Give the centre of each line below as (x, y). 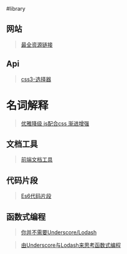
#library (16, 9)
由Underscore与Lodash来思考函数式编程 (71, 245)
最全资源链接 (37, 44)
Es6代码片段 (36, 196)
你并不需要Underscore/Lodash (59, 232)
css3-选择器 (36, 79)
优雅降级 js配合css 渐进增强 (55, 123)
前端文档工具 (37, 160)
